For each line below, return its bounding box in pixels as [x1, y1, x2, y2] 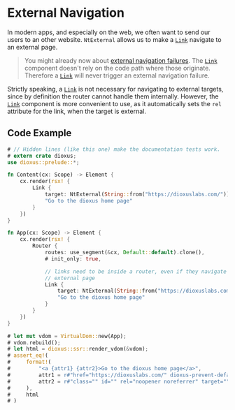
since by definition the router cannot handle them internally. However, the [7, 92, 219, 101]
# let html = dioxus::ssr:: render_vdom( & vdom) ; [7, 346, 149, 353]
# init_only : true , [44, 255, 101, 263]
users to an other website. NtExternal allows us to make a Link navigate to [7, 35, 222, 43]
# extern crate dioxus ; [7, 152, 77, 159]
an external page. [7, 43, 58, 51]
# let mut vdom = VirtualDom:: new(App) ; [7, 332, 127, 339]
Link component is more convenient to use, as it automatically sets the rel [7, 99, 222, 108]
